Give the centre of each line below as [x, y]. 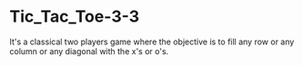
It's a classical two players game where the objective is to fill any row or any [152, 42]
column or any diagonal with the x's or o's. [89, 51]
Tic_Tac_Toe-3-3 [75, 17]
